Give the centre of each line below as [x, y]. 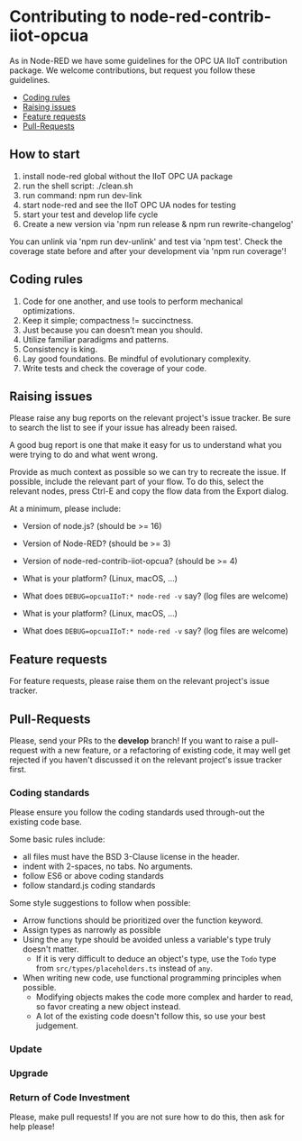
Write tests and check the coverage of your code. [114, 368]
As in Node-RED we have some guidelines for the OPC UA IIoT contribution [148, 60]
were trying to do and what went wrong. [83, 455]
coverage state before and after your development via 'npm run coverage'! [148, 251]
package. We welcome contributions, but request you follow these [133, 70]
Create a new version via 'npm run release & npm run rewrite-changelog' [158, 224]
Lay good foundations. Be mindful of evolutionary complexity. [137, 359]
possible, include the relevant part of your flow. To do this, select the [137, 482]
